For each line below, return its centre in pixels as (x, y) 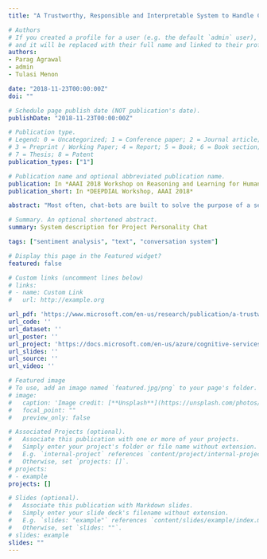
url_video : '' (32, 366)
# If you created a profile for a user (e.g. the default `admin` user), (133, 37)
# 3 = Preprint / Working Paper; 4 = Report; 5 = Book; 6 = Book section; (135, 147)
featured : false (35, 264)
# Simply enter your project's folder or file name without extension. (133, 447)
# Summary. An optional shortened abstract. (83, 220)
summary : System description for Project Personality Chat (108, 228)
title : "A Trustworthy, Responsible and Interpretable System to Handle (131, 16)
